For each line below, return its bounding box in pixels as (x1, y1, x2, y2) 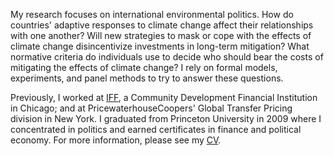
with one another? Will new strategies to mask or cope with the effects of (10, 30, 312, 41)
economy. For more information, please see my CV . (10, 134, 222, 146)
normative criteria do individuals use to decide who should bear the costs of (10, 51, 324, 63)
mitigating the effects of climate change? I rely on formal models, (10, 62, 278, 73)
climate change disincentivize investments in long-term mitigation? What (10, 40, 310, 52)
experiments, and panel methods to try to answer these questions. (10, 72, 284, 84)
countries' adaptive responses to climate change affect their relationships (10, 19, 314, 31)
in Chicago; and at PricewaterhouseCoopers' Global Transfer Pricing (10, 102, 293, 114)
